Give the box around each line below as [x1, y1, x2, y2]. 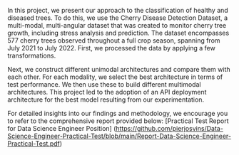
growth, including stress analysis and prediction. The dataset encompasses [7, 28, 230, 37]
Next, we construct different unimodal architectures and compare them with [7, 65, 230, 73]
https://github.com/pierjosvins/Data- [115, 124, 223, 132]
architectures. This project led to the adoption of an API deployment [7, 88, 207, 96]
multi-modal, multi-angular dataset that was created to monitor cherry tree [7, 21, 227, 29]
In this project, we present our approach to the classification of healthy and [7, 6, 228, 14]
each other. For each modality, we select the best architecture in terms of [7, 73, 223, 81]
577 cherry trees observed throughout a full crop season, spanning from [7, 36, 220, 45]
